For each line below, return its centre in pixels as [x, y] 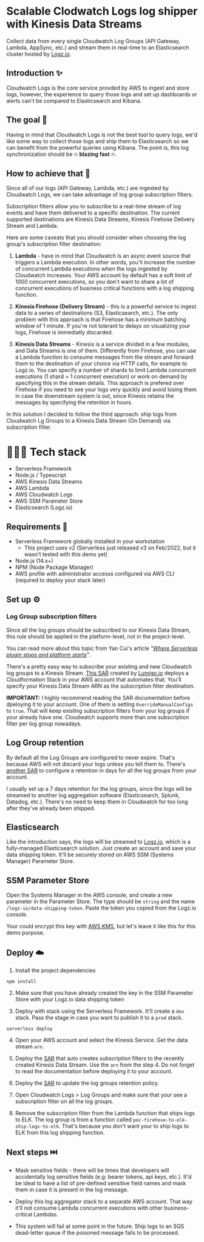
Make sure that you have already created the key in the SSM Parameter [104, 993]
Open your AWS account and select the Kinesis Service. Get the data [101, 1040]
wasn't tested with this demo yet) [66, 554]
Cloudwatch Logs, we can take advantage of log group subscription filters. [100, 195]
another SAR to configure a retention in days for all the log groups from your [101, 770]
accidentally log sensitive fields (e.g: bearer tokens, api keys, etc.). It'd [103, 1176]
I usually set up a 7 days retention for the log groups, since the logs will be [99, 789]
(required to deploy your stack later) [60, 580]
